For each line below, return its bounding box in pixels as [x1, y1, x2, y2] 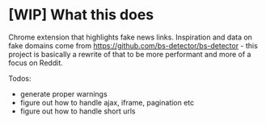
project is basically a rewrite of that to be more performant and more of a [8, 49, 251, 59]
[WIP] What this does [8, 6, 154, 24]
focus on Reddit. [8, 58, 63, 68]
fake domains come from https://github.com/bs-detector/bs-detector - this [8, 40, 259, 50]
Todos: [8, 73, 32, 83]
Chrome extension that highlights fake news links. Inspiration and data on [8, 32, 253, 42]
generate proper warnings [19, 89, 108, 98]
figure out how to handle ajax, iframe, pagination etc [19, 97, 195, 107]
